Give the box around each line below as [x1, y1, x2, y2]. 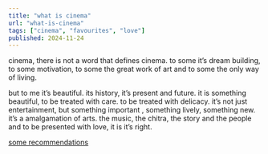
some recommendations [8, 137, 89, 148]
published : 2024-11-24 [8, 34, 84, 42]
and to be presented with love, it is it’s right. [8, 122, 152, 132]
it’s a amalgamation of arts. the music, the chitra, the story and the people [8, 113, 252, 124]
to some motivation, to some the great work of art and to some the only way [8, 65, 259, 74]
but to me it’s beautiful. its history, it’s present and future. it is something [8, 89, 247, 98]
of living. [8, 73, 38, 82]
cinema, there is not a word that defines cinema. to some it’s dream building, [8, 56, 261, 65]
